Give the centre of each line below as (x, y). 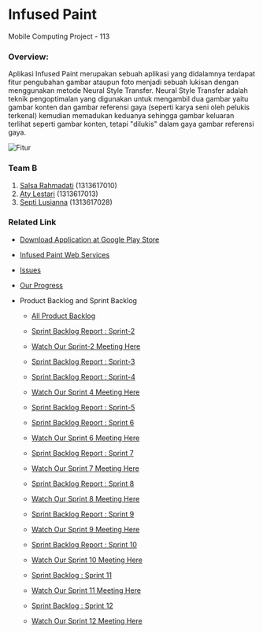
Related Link (32, 222)
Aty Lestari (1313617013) (59, 194)
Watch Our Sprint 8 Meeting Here (85, 498)
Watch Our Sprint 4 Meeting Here (85, 392)
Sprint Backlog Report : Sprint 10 (84, 544)
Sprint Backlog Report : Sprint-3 (83, 361)
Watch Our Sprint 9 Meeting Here (85, 529)
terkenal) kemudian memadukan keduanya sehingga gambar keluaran (121, 116)
